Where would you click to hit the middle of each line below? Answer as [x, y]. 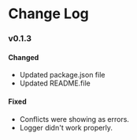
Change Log [48, 14]
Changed [24, 57]
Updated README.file [55, 83]
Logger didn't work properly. [66, 127]
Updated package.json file [62, 75]
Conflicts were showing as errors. [74, 119]
